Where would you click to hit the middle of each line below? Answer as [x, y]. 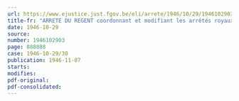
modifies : [22, 73]
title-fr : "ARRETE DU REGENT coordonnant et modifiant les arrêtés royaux [121, 21]
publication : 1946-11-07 [44, 60]
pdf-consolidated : [34, 87]
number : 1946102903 [36, 41]
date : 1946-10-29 [33, 27]
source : [19, 34]
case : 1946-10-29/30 [38, 54]
